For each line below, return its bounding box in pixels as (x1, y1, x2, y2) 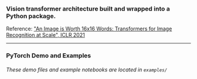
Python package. (6, 12, 56, 20)
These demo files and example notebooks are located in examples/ (6, 66, 168, 73)
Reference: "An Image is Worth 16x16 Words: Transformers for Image (6, 25, 172, 32)
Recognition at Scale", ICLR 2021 (6, 32, 85, 39)
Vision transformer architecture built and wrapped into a (6, 5, 170, 13)
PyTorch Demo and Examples (6, 51, 91, 60)
